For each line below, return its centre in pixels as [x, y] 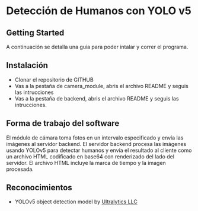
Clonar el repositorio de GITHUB [54, 79]
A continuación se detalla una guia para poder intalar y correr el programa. [97, 47]
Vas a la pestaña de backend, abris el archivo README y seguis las [97, 98]
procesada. [20, 169]
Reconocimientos [39, 188]
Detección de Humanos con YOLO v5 [99, 11]
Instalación [27, 65]
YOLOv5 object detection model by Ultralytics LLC [76, 202]
